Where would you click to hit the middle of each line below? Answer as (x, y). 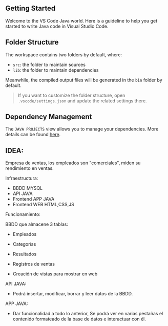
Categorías (24, 244)
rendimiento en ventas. (29, 168)
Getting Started (30, 8)
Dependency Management (49, 117)
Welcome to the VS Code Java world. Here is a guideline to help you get (81, 20)
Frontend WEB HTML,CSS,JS (43, 205)
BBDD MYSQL (28, 188)
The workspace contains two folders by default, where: (64, 55)
